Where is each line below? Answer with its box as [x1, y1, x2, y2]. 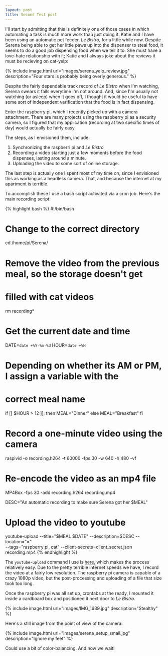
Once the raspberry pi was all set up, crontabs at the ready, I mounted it [5, 590, 154, 597]
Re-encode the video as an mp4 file [5, 473, 156, 484]
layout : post [5, 7, 33, 13]
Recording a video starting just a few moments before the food [12, 150, 142, 156]
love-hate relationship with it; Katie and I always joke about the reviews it [5, 52, 155, 58]
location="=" [5, 539, 32, 545]
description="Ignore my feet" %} [5, 635, 73, 642]
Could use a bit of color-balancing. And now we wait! [5, 645, 115, 651]
